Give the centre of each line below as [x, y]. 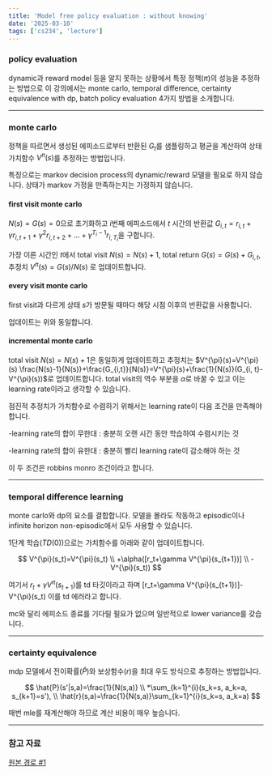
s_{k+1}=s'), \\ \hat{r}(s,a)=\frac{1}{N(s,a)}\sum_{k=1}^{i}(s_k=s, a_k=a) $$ [136, 696]
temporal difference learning [66, 496]
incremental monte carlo [51, 341]
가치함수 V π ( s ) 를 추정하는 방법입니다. [67, 157]
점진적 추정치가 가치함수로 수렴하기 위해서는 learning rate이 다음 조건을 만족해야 [136, 407]
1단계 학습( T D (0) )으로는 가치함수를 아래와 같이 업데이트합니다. [106, 543]
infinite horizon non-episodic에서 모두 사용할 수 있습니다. [100, 526]
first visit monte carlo [45, 204]
